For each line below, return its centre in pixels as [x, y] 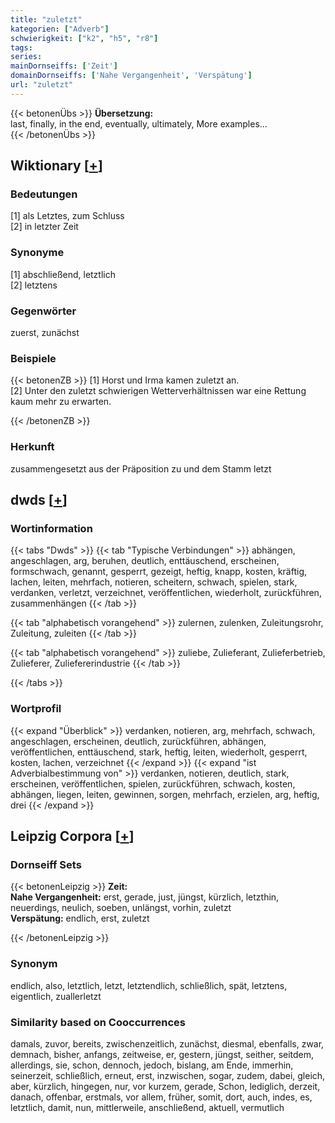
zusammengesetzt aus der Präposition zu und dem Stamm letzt [141, 468]
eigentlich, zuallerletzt [56, 996]
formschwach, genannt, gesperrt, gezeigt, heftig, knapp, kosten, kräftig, [158, 572]
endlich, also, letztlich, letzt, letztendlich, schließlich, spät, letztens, [149, 985]
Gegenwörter [43, 311]
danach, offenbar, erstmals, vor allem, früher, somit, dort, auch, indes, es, [161, 1097]
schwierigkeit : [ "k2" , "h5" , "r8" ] [84, 38]
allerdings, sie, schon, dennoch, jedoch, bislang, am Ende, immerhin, [152, 1065]
